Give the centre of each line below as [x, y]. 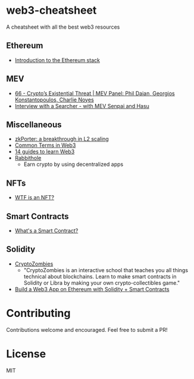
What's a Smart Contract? [46, 231]
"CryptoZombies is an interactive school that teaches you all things [106, 270]
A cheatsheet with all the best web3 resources [63, 27]
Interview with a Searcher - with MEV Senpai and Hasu [82, 106]
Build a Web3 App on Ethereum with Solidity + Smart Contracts [92, 289]
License [26, 354]
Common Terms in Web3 [45, 145]
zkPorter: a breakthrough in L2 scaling [62, 139]
